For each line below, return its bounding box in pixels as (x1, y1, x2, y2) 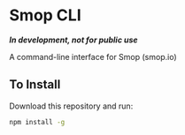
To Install (9, 77, 61, 93)
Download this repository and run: (9, 101, 134, 111)
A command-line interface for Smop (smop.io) (9, 51, 177, 62)
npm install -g (9, 117, 66, 126)
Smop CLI (9, 5, 81, 26)
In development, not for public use (9, 34, 138, 45)
